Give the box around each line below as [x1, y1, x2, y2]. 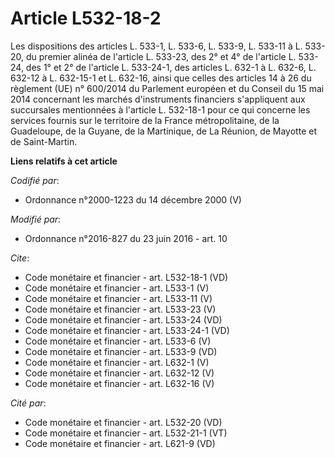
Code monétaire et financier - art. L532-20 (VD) [24, 416, 223, 428]
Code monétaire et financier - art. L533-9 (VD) [24, 345, 218, 357]
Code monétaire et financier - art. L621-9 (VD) [24, 437, 216, 449]
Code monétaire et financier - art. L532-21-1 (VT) [24, 427, 228, 439]
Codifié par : [10, 174, 60, 186]
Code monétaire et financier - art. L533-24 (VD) [24, 313, 223, 326]
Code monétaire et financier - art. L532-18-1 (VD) [24, 271, 229, 283]
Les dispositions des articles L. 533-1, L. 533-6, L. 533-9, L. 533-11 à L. [10, 40, 303, 52]
